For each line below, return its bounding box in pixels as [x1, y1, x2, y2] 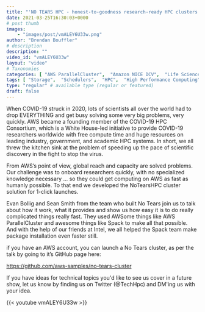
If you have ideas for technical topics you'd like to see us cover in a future [6, 274, 192, 281]
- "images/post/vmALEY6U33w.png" [17, 32, 103, 38]
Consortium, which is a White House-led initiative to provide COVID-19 [6, 124, 184, 132]
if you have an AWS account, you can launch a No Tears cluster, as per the [6, 244, 194, 251]
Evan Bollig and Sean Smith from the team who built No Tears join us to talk [6, 199, 196, 207]
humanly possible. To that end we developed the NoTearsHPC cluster [6, 181, 181, 189]
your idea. [6, 287, 32, 294]
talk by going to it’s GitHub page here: [6, 250, 101, 258]
